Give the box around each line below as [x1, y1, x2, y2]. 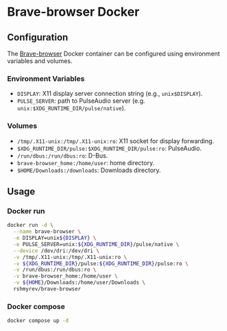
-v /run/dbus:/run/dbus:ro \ [13, 267, 97, 273]
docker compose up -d [7, 317, 69, 324]
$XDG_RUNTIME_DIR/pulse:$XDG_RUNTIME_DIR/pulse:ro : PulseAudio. [16, 144, 202, 152]
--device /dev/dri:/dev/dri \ [13, 247, 99, 254]
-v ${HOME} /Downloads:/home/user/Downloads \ [13, 279, 146, 286]
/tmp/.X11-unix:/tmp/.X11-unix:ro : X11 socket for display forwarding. [16, 136, 215, 145]
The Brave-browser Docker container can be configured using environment [7, 49, 221, 58]
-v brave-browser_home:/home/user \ [13, 273, 118, 280]
